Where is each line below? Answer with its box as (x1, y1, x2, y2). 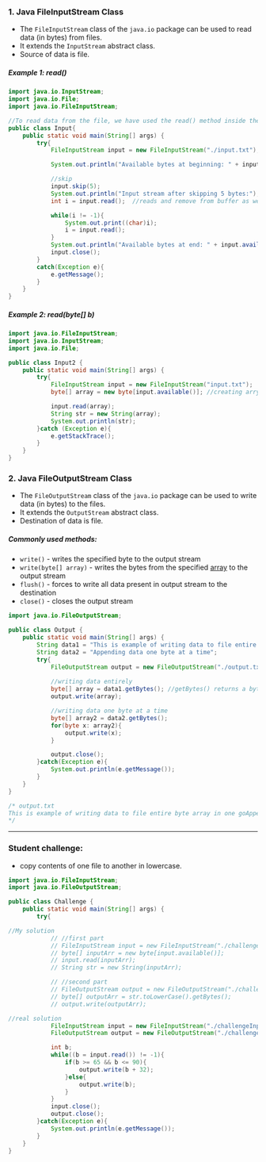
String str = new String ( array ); (50, 409, 161, 418)
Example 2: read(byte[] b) (8, 309, 95, 319)
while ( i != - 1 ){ (50, 211, 104, 220)
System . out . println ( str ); (50, 417, 136, 425)
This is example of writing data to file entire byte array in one (8, 809, 236, 817)
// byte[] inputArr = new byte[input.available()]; (50, 949, 225, 957)
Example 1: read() (8, 67, 67, 77)
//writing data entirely (50, 677, 133, 686)
